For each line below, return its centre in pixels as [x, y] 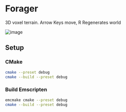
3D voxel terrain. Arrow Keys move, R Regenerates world [63, 22]
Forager [22, 9]
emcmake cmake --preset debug [36, 100]
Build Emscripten [26, 90]
